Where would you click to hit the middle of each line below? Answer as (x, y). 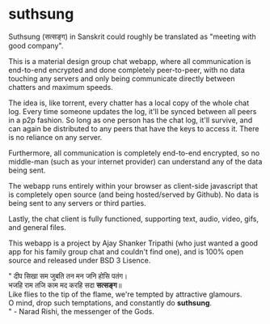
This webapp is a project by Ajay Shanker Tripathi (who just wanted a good (133, 243)
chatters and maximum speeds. (61, 87)
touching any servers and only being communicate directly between (122, 79)
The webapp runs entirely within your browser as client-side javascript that (133, 185)
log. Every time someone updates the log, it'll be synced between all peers (133, 111)
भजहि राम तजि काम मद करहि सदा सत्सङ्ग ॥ (65, 285)
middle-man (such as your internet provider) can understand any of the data (135, 161)
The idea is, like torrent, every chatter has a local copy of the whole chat (129, 103)
